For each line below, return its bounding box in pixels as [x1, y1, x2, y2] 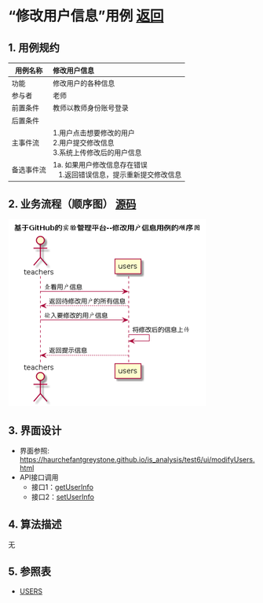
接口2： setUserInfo [31, 492, 94, 502]
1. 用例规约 [8, 41, 60, 54]
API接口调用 [19, 472, 59, 482]
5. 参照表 [8, 565, 51, 579]
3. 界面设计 [8, 424, 62, 437]
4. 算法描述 [8, 517, 62, 531]
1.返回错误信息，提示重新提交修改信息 [58, 170, 182, 179]
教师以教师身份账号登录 [53, 103, 129, 112]
